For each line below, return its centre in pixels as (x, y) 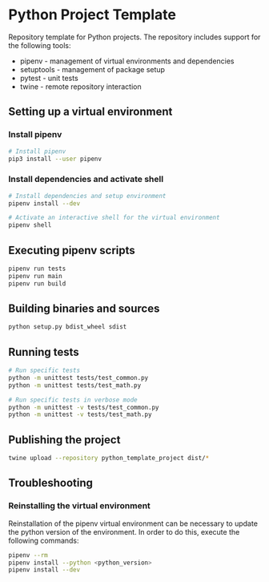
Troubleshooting (51, 483)
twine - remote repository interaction (80, 87)
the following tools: (40, 45)
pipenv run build (37, 283)
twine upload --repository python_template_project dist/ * (109, 459)
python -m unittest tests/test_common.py (78, 378)
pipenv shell (30, 225)
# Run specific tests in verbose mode (73, 400)
